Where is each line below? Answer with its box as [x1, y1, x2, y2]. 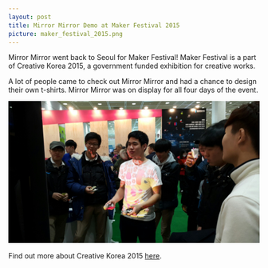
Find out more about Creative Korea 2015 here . [8, 250, 162, 260]
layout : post [8, 13, 52, 21]
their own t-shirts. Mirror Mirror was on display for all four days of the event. [8, 85, 258, 95]
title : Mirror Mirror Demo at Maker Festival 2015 [8, 21, 180, 30]
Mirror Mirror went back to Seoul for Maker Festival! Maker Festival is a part [8, 53, 257, 62]
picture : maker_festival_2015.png [8, 30, 124, 38]
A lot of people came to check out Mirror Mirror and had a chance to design [8, 77, 258, 86]
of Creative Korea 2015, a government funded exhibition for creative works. [8, 61, 256, 71]
